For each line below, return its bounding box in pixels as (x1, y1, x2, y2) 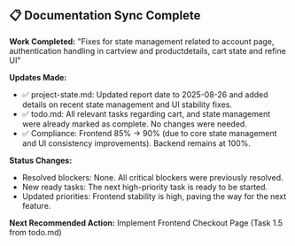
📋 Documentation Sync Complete (9, 8, 201, 23)
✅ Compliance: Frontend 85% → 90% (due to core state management (21, 127, 277, 138)
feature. (21, 200, 51, 211)
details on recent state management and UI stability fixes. (21, 99, 233, 110)
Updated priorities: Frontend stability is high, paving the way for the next (21, 190, 287, 202)
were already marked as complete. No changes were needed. (21, 119, 248, 129)
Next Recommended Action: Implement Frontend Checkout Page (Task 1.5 (9, 217, 283, 228)
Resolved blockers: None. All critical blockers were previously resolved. (21, 172, 283, 182)
